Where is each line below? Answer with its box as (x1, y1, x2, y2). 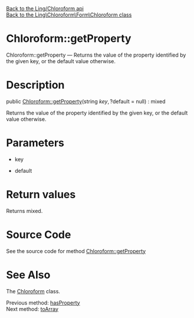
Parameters (6, 136, 65, 150)
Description (6, 78, 65, 92)
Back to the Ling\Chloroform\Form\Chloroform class (6, 11, 132, 18)
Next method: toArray (6, 305, 59, 312)
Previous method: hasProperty (6, 299, 81, 306)
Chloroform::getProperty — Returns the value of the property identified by (6, 51, 186, 58)
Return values (6, 188, 76, 201)
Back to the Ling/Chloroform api (6, 5, 84, 12)
